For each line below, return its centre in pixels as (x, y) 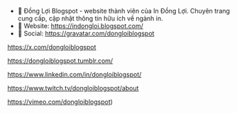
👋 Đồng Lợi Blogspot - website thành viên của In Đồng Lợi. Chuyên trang (124, 11)
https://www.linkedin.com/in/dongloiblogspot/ (75, 75)
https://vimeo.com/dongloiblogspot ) (60, 102)
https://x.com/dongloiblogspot (52, 47)
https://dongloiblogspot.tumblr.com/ (60, 61)
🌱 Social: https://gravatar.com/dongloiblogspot (86, 33)
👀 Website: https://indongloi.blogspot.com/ (80, 26)
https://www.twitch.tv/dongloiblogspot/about (73, 88)
